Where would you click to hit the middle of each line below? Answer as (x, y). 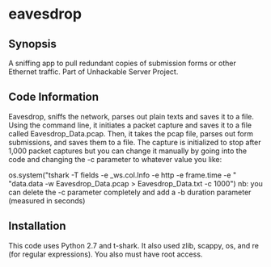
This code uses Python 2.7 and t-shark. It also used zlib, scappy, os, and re (133, 245)
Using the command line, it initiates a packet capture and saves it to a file (130, 125)
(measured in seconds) (47, 200)
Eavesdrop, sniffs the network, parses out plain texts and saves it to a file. (131, 116)
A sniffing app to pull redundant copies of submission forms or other (123, 63)
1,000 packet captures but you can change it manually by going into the (128, 151)
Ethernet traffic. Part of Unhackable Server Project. (93, 72)
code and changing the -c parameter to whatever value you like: (115, 159)
